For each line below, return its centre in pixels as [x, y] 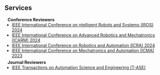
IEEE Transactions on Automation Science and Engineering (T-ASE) [79, 67]
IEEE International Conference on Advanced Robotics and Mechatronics [83, 35]
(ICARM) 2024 [26, 40]
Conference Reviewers [31, 19]
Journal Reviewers [27, 62]
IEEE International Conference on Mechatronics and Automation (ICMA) [83, 50]
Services [18, 8]
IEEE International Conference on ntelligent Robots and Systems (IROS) [82, 25]
